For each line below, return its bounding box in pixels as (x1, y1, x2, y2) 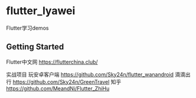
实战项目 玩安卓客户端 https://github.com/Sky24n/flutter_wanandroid (6, 71, 174, 78)
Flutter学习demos (6, 24, 49, 31)
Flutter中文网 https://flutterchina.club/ (6, 58, 99, 66)
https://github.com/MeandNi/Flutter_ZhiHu (6, 84, 110, 92)
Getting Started (6, 42, 64, 52)
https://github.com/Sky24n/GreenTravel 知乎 (12, 78, 122, 85)
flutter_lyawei (6, 4, 76, 18)
